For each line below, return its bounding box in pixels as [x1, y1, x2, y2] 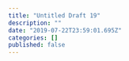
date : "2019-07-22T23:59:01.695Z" [8, 26, 123, 34]
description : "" [8, 19, 62, 27]
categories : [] [8, 33, 59, 42]
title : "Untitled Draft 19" [8, 11, 101, 20]
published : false [8, 41, 66, 49]
